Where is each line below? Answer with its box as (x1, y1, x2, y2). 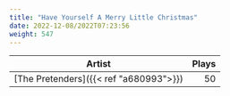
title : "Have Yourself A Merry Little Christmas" (9, 12, 199, 22)
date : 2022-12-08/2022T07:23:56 (9, 21, 130, 30)
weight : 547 (9, 29, 54, 38)
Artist (86, 58, 112, 70)
